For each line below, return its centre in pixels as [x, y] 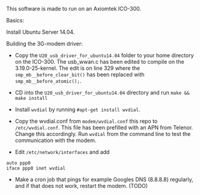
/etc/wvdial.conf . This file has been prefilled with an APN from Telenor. [104, 128]
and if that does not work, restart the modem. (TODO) [81, 186]
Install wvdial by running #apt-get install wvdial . [77, 110]
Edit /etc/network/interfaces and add [62, 152]
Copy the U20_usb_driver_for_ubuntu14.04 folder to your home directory [104, 55]
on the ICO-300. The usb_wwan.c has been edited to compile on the [99, 62]
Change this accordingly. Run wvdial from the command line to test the [103, 134]
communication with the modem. [56, 140]
